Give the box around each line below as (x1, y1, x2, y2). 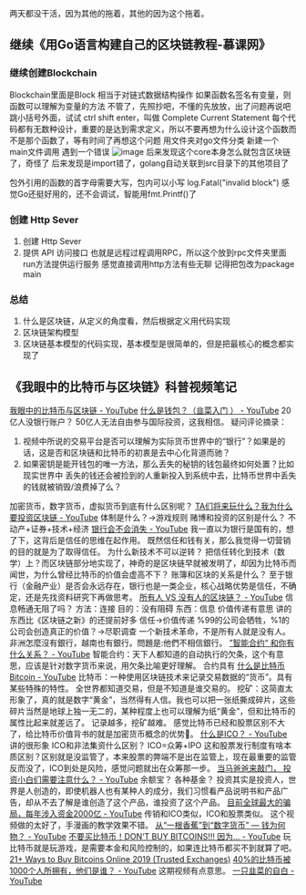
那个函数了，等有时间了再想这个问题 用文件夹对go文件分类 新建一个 (25, 135, 280, 146)
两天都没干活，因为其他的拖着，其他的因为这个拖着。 (9, 8, 209, 18)
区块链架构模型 (22, 327, 79, 338)
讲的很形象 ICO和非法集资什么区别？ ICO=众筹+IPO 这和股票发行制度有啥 (9, 740, 284, 751)
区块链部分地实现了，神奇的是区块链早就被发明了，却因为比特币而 (48, 558, 297, 569)
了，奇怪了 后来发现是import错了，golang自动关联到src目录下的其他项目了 (9, 158, 290, 169)
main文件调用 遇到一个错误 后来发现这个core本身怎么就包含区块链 (9, 146, 291, 157)
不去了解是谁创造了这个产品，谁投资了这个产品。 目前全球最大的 (40, 797, 283, 808)
